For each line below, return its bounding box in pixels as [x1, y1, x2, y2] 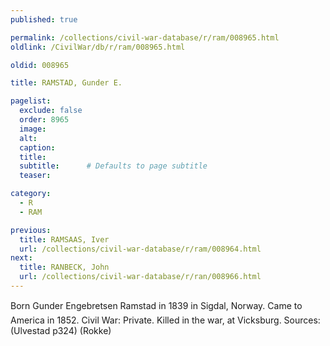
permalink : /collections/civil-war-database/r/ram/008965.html [10, 32, 280, 43]
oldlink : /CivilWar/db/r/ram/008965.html [10, 42, 186, 52]
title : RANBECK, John [19, 262, 110, 273]
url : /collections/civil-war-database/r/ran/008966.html [19, 272, 262, 282]
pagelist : [10, 96, 52, 106]
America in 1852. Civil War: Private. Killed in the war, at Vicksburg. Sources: [10, 314, 321, 326]
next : [10, 253, 33, 263]
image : [19, 124, 47, 134]
